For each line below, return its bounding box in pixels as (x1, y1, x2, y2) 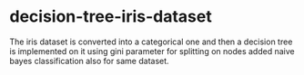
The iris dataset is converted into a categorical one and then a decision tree (9, 36, 293, 47)
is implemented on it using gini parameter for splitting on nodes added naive (9, 45, 295, 56)
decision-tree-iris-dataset (9, 6, 212, 27)
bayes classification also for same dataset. (9, 55, 170, 66)
